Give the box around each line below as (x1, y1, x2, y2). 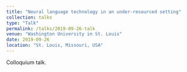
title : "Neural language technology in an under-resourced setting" (6, 8, 182, 15)
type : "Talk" (6, 20, 39, 26)
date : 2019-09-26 (6, 37, 50, 43)
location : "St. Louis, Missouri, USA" (6, 43, 103, 49)
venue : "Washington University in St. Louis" (6, 31, 122, 37)
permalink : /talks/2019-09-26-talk (6, 25, 96, 32)
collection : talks (6, 14, 52, 20)
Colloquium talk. (6, 58, 47, 66)
